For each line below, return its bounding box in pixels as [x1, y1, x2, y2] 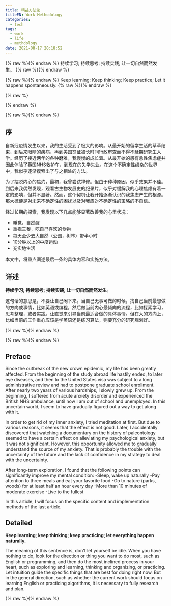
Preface [5, 352, 31, 361]
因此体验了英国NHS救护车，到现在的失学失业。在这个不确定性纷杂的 [5, 161, 149, 168]
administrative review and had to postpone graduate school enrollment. [5, 382, 155, 388]
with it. [5, 409, 19, 415]
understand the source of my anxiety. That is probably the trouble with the [5, 446, 161, 452]
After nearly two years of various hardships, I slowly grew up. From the [5, 387, 154, 393]
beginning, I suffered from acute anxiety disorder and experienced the [5, 393, 153, 399]
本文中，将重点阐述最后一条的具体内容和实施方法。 [5, 256, 112, 262]
